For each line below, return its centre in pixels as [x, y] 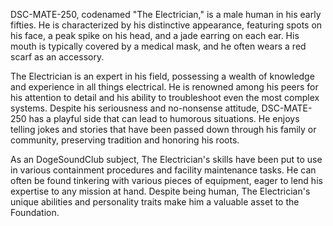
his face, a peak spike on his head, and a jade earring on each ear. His [155, 35]
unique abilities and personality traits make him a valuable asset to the [155, 202]
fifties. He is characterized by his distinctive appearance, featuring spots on [166, 25]
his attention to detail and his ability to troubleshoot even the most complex [165, 97]
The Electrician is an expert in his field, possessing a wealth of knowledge [162, 76]
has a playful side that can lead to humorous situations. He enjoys [164, 118]
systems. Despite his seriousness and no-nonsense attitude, [135, 108]
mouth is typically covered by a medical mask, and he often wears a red [158, 46]
